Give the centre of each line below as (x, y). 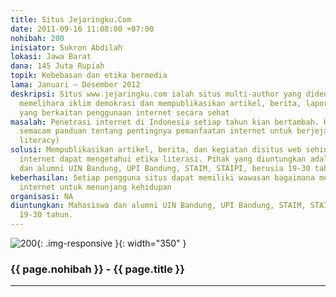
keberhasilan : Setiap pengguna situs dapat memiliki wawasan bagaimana (162, 177)
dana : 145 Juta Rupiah (57, 66)
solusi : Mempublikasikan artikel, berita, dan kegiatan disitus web (156, 150)
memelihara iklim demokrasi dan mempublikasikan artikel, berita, (160, 103)
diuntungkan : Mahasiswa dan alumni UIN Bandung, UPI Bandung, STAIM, (158, 206)
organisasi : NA (42, 196)
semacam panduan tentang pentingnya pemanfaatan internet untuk (156, 131)
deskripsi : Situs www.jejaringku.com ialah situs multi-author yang (156, 94)
